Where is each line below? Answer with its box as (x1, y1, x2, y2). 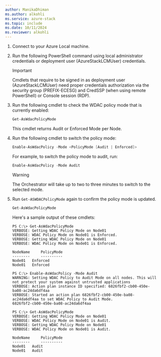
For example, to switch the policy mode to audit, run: (12, 153, 118, 159)
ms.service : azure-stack (5, 16, 56, 21)
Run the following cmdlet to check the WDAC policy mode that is (12, 102, 142, 108)
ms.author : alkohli (5, 12, 45, 17)
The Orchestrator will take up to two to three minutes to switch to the (12, 181, 151, 187)
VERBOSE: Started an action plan (12, 292, 80, 297)
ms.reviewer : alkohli (5, 30, 49, 35)
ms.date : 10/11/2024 (5, 25, 47, 30)
